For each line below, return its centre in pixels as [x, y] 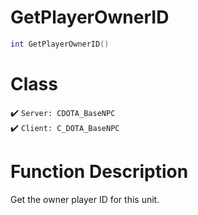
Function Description [99, 171]
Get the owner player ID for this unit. [85, 199]
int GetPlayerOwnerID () [60, 44]
